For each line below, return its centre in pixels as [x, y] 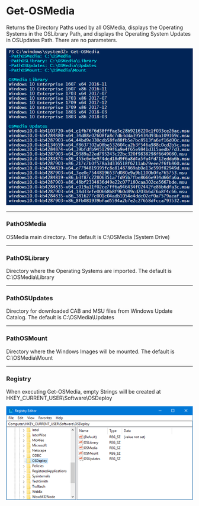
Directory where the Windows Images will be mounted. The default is [90, 351]
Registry [19, 379]
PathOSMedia [26, 224]
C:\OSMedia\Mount [30, 357]
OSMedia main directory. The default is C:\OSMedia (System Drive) [88, 237]
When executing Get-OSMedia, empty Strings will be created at [84, 392]
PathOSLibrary [28, 258]
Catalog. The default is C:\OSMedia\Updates [60, 318]
